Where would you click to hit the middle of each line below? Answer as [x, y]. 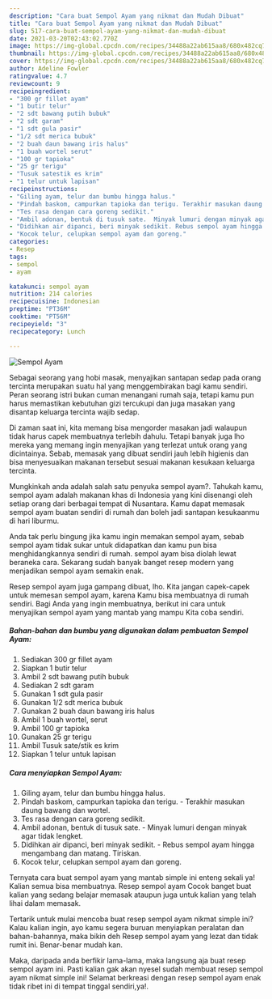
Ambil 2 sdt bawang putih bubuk [75, 677]
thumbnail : [27, 53]
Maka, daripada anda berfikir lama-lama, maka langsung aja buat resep [128, 961]
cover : [20, 62]
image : [20, 46]
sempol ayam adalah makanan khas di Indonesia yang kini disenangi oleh [131, 495]
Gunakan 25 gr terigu [56, 737]
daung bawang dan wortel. [65, 810]
